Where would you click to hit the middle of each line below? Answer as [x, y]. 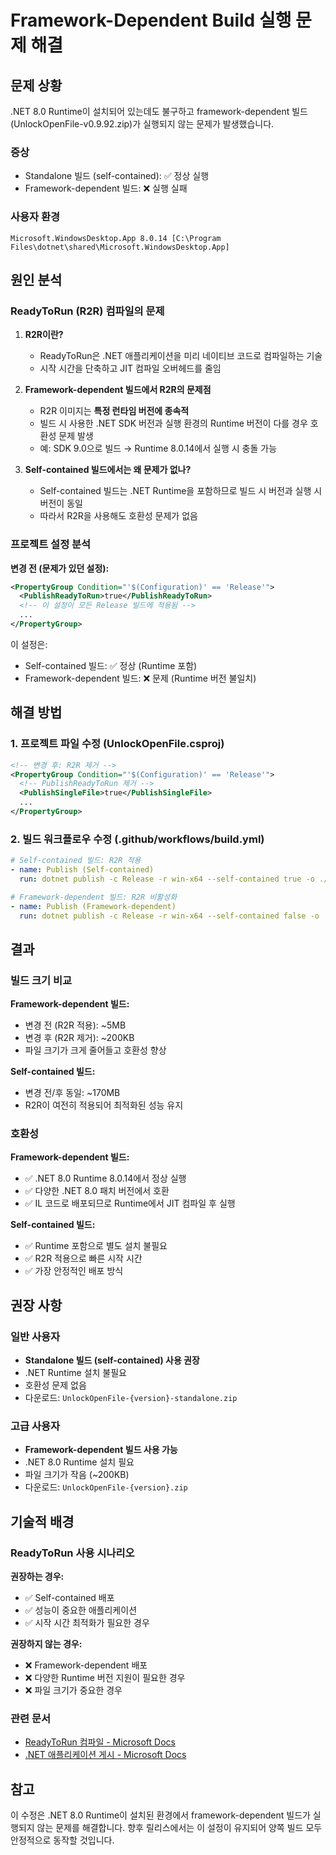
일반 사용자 [35, 1336]
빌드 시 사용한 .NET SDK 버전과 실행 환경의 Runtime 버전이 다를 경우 [173, 423]
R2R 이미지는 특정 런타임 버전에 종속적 [114, 411]
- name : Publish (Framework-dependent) [93, 906]
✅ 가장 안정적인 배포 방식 [74, 1271]
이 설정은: [29, 644]
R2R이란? [44, 335]
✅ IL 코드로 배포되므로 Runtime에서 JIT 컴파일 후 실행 [130, 1203]
